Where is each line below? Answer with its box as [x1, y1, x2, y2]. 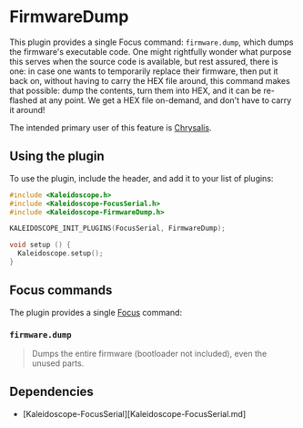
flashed [9, 94, 38, 106]
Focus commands [9, 283, 113, 298]
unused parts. [31, 358, 85, 369]
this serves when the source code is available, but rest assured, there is [9, 56, 278, 67]
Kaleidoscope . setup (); [17, 249, 104, 258]
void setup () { [9, 240, 71, 250]
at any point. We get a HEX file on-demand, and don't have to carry [39, 94, 292, 106]
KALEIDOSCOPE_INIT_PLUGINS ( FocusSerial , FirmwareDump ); [9, 224, 226, 234]
